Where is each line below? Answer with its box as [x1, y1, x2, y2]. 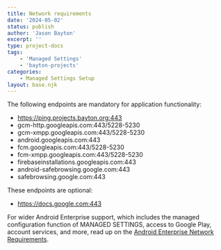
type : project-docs [7, 42, 64, 49]
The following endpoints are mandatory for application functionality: [7, 100, 202, 108]
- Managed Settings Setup [19, 74, 95, 82]
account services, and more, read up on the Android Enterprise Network [7, 228, 214, 236]
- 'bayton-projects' [19, 62, 79, 69]
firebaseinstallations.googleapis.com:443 [17, 158, 137, 167]
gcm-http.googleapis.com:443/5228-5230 [17, 121, 140, 129]
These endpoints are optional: [7, 186, 93, 194]
